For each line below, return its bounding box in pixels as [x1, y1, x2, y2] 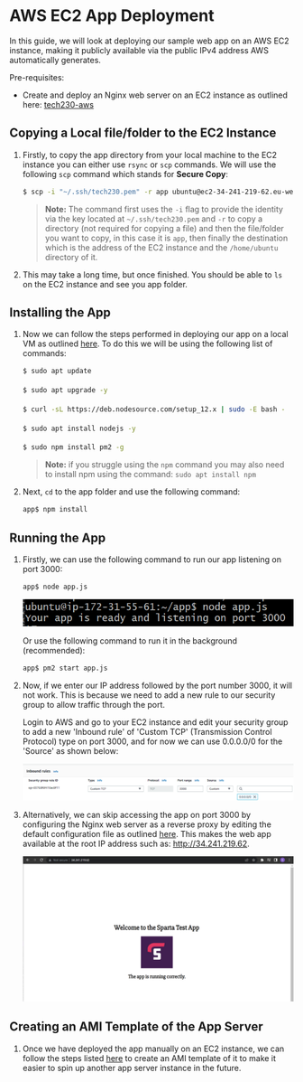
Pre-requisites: [9, 71, 65, 82]
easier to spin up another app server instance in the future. [22, 1062, 242, 1073]
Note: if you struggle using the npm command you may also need [44, 459, 285, 470]
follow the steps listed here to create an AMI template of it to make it [22, 1052, 277, 1063]
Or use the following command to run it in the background [22, 635, 237, 646]
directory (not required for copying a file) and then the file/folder [44, 222, 284, 233]
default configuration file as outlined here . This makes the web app [22, 828, 272, 839]
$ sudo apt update [22, 367, 92, 376]
